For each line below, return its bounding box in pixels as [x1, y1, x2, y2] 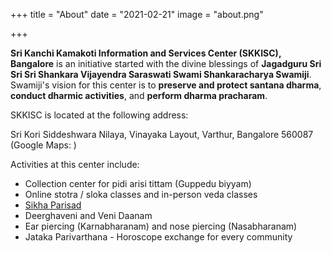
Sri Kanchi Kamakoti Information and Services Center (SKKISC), [10, 47, 282, 59]
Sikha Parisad [24, 199, 82, 211]
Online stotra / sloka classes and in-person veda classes [24, 189, 258, 200]
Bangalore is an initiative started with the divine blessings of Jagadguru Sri [10, 58, 322, 69]
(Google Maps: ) [10, 139, 77, 151]
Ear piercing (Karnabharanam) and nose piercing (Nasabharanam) [24, 220, 298, 232]
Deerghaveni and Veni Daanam [24, 210, 153, 221]
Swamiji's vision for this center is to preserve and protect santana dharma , [10, 79, 322, 91]
